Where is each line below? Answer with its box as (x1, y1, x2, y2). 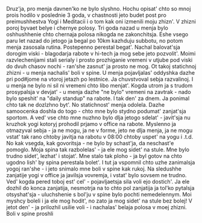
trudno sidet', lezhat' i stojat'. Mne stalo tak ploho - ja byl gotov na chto (6, 152, 183, 159)
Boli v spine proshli (6, 210, 54, 217)
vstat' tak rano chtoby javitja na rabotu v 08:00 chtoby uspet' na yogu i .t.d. (6, 133, 194, 140)
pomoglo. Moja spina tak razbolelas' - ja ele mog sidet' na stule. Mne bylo (6, 146, 190, 153)
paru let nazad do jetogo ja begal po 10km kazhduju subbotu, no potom (6, 37, 183, 44)
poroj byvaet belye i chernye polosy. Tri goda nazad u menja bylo (6, 24, 169, 31)
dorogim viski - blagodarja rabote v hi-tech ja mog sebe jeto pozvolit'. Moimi (6, 50, 196, 57)
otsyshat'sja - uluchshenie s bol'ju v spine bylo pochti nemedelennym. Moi (6, 191, 192, 198)
